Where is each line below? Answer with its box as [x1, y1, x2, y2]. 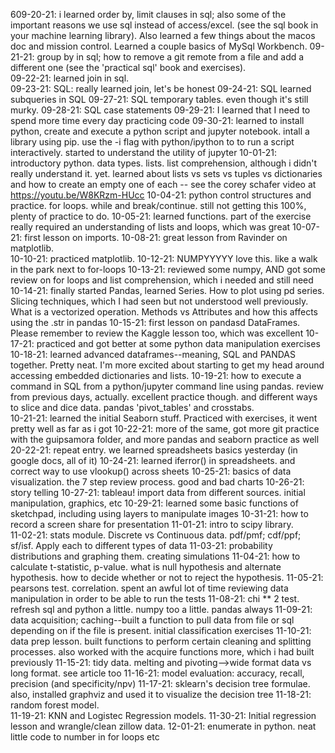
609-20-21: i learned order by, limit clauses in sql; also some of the [10, 9, 287, 20]
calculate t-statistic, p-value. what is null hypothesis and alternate [10, 561, 282, 573]
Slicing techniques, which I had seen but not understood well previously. [10, 295, 309, 307]
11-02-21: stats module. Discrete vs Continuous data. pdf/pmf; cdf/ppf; [10, 529, 302, 541]
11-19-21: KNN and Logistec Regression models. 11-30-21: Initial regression [10, 710, 317, 721]
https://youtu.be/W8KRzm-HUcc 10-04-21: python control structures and [10, 189, 312, 201]
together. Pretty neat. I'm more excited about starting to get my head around [10, 359, 325, 371]
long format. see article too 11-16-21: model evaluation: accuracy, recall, [10, 667, 305, 679]
